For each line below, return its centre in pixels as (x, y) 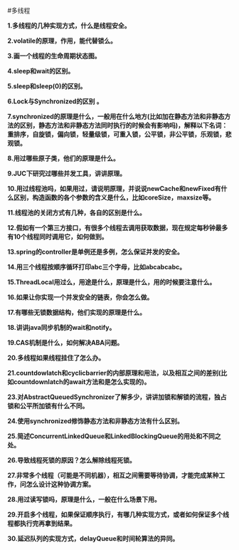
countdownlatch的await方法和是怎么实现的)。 (82, 382)
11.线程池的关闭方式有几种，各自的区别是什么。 (76, 213)
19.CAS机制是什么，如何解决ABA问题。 (65, 343)
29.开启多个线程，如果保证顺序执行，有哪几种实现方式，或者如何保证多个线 (118, 514)
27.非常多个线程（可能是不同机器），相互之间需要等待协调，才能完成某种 (113, 475)
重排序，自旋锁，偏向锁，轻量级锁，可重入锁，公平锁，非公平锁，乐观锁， (116, 134)
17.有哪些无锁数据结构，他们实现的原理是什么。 (77, 312)
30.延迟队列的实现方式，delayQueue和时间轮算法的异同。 (93, 539)
